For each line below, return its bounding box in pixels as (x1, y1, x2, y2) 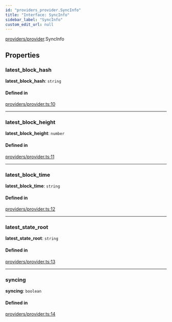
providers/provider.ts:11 (5, 154, 55, 160)
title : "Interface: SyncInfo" (5, 12, 70, 17)
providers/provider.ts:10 (5, 101, 55, 107)
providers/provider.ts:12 (5, 206, 55, 212)
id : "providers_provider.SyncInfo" (5, 7, 81, 13)
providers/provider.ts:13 (5, 258, 55, 264)
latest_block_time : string (5, 183, 60, 189)
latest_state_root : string (5, 235, 59, 241)
